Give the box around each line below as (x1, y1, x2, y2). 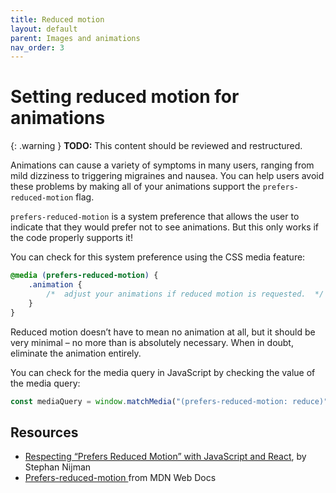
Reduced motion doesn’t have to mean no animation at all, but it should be (10, 326, 316, 338)
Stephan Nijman (24, 461, 92, 473)
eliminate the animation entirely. (10, 347, 142, 359)
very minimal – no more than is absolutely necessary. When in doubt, (10, 336, 294, 348)
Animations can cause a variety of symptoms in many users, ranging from (10, 159, 315, 171)
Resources (10, 424, 79, 441)
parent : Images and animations (10, 33, 141, 43)
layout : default (10, 24, 78, 34)
